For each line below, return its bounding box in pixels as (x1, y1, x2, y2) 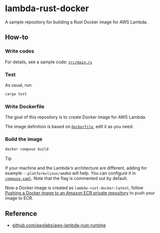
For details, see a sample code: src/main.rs (5, 59, 93, 65)
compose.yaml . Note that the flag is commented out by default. (5, 175, 128, 181)
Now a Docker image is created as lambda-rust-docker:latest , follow (5, 185, 144, 191)
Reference (5, 209, 37, 217)
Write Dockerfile (5, 103, 45, 110)
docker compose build (5, 147, 49, 152)
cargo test (5, 91, 27, 97)
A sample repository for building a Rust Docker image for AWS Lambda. (5, 19, 148, 25)
